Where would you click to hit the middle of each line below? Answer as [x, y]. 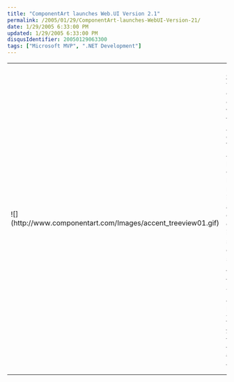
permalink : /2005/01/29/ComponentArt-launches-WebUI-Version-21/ [104, 20]
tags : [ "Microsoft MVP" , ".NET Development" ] [74, 46]
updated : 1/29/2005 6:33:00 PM [53, 33]
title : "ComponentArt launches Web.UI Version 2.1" [84, 14]
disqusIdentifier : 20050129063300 [57, 40]
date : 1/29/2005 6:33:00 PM [48, 26]
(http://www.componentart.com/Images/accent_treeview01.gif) [115, 223]
